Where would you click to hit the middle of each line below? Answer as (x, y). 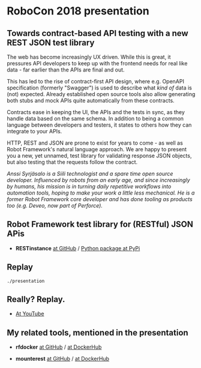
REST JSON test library (51, 42)
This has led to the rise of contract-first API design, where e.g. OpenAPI (96, 81)
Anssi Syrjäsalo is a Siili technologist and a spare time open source (90, 173)
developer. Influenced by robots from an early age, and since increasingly (99, 180)
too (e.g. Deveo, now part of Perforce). (55, 206)
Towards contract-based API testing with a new (97, 33)
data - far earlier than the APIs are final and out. (66, 70)
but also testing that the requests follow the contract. (72, 162)
